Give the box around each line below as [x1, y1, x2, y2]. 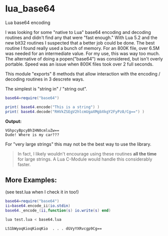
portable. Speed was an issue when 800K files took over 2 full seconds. [5, 61, 154, 67]
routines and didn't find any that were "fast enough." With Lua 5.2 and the [5, 34, 158, 40]
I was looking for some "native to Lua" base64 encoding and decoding [5, 29, 151, 35]
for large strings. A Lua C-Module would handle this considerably [17, 156, 152, 162]
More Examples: [5, 175, 57, 184]
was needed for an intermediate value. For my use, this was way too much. [5, 50, 160, 56]
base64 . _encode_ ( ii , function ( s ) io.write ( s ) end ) [5, 208, 111, 213]
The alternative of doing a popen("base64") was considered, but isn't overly [5, 55, 163, 61]
